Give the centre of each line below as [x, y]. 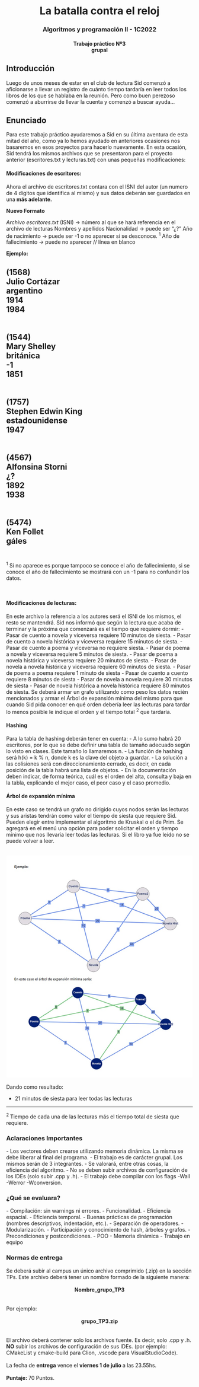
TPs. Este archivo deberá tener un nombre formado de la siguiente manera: [98, 1277]
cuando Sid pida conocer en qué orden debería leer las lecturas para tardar [98, 704]
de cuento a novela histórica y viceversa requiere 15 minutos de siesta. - [94, 641]
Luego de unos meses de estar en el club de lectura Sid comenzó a [88, 83]
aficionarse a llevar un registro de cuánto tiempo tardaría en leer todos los [96, 89]
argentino [25, 291]
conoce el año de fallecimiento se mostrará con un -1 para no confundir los [98, 572]
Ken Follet [25, 532]
